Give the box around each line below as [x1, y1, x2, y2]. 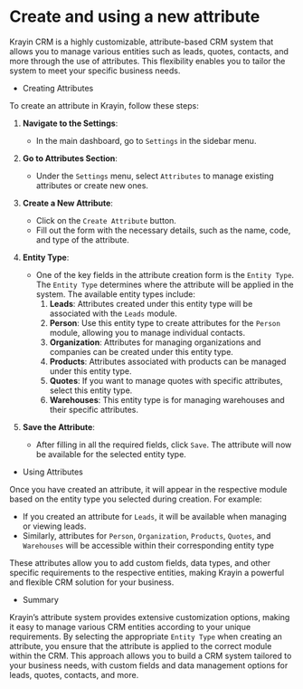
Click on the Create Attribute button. [35, 215, 176, 225]
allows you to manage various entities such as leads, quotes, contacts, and [9, 45, 289, 56]
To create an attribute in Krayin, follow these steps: [9, 100, 199, 110]
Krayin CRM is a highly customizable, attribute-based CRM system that [9, 36, 274, 47]
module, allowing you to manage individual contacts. [49, 327, 246, 338]
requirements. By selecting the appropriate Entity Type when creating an [9, 631, 283, 642]
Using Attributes [22, 466, 83, 477]
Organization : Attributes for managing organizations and [49, 337, 261, 348]
